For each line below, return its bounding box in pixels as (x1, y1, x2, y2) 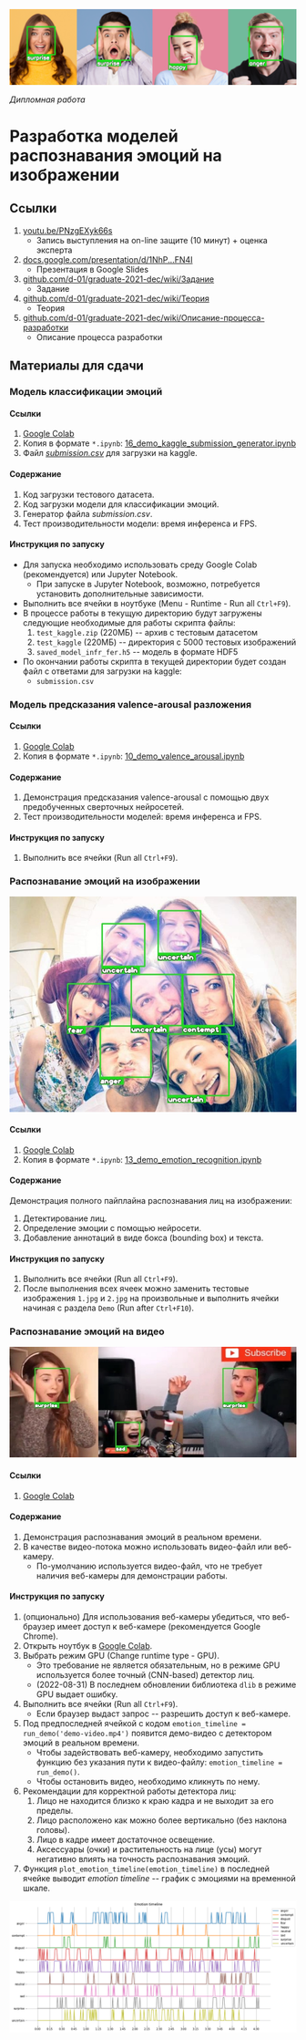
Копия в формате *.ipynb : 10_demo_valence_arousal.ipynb (22, 751, 245, 761)
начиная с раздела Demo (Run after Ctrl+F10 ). (22, 1302, 194, 1313)
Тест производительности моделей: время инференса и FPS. (22, 812, 262, 823)
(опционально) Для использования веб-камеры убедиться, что (22, 1611, 270, 1622)
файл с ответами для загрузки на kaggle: (22, 666, 182, 677)
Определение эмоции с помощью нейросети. (22, 1223, 202, 1234)
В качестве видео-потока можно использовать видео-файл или (22, 1541, 272, 1552)
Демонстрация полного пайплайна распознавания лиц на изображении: (9, 1196, 293, 1206)
